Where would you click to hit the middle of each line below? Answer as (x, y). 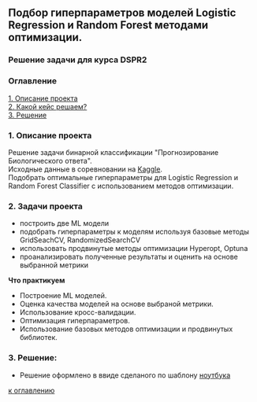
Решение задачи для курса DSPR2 (78, 60)
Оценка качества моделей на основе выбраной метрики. (117, 304)
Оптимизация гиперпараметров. (74, 321)
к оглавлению (32, 390)
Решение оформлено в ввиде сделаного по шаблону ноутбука (125, 375)
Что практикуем (37, 280)
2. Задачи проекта (45, 206)
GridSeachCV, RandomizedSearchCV (80, 240)
